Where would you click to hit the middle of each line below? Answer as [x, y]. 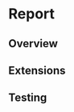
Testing [28, 98]
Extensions [37, 70]
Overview [33, 44]
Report [31, 14]
